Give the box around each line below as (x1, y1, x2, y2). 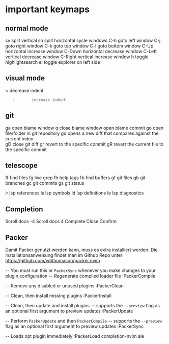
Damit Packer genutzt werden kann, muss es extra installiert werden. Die (5, 247, 158, 253)
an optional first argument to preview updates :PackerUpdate (5, 308, 133, 314)
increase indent (31, 97, 66, 103)
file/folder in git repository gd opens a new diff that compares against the (5, 130, 159, 136)
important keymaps (5, 4, 90, 15)
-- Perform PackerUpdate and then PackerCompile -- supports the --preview (5, 318, 162, 324)
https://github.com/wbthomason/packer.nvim (5, 258, 100, 264)
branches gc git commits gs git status (5, 180, 84, 186)
